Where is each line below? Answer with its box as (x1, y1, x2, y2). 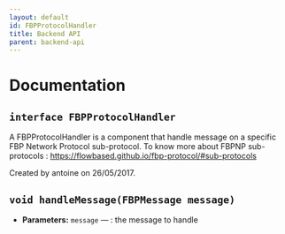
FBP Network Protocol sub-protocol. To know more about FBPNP (9, 141, 246, 152)
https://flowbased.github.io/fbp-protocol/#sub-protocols (50, 151, 257, 162)
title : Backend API (9, 29, 81, 38)
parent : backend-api (9, 37, 86, 47)
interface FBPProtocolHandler (9, 110, 176, 124)
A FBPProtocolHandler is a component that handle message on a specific (9, 132, 277, 142)
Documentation (9, 76, 127, 95)
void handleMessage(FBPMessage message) (9, 193, 236, 206)
